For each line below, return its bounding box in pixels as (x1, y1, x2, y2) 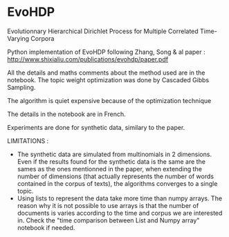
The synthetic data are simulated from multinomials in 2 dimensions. (17, 150, 212, 158)
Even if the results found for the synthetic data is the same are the (17, 157, 206, 166)
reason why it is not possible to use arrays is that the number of (17, 201, 199, 209)
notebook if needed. (17, 223, 75, 231)
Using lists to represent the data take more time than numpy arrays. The (17, 194, 223, 202)
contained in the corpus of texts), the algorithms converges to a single (17, 179, 218, 187)
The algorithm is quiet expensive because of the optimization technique (7, 96, 212, 104)
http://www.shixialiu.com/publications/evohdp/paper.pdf (7, 55, 168, 63)
